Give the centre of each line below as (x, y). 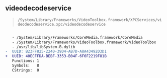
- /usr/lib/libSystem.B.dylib (44, 47)
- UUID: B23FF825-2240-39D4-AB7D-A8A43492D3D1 (56, 52)
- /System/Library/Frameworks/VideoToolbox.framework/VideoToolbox (84, 42)
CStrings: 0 (25, 70)
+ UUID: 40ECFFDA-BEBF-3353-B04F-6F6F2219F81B (56, 56)
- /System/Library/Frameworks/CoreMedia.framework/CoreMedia (77, 37)
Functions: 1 (25, 61)
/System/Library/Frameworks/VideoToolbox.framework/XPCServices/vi (90, 20)
